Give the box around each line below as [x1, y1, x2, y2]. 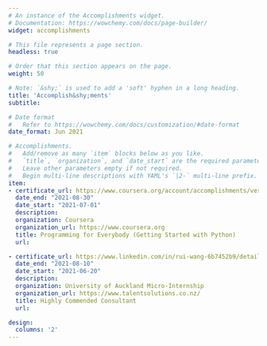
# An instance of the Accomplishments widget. [8, 11, 165, 20]
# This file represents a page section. [8, 40, 145, 48]
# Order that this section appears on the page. [8, 63, 172, 71]
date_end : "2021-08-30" [15, 194, 94, 202]
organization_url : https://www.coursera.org [15, 223, 165, 231]
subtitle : [8, 98, 41, 107]
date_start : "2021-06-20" [15, 267, 102, 275]
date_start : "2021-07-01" [15, 202, 102, 210]
